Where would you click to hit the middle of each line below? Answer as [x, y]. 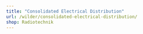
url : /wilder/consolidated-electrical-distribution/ [72, 17]
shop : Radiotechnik [30, 22]
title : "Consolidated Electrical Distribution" [65, 11]
